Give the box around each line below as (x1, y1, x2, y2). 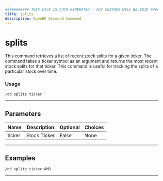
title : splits (5, 12, 34, 16)
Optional (59, 124, 80, 131)
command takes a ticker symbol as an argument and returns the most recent (5, 58, 158, 64)
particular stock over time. (5, 68, 58, 74)
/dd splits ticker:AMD (5, 167, 51, 172)
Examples (5, 154, 35, 162)
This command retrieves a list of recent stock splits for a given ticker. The (5, 53, 152, 59)
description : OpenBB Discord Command (5, 16, 81, 21)
